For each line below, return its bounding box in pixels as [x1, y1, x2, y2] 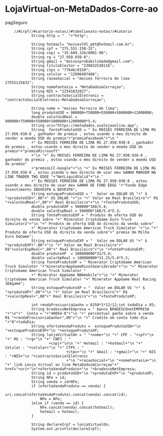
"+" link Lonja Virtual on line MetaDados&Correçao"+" [5, 362, 119, 367]
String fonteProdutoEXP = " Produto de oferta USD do [31, 212, 143, 218]
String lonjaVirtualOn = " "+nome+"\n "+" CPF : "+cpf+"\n [31, 332, 154, 337]
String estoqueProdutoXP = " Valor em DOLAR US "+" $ [31, 285, 145, 290]
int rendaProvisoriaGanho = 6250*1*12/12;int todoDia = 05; [31, 302, 156, 307]
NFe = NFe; [40, 396, 62, 401]
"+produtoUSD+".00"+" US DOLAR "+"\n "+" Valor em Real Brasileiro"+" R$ [5, 195, 159, 201]
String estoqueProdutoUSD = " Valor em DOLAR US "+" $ [31, 191, 147, 196]
